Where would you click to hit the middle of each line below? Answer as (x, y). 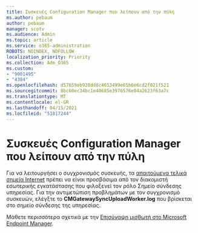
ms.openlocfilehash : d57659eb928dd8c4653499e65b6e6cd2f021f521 (88, 86)
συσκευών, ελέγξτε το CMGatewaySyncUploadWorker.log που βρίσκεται (99, 199)
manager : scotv (25, 29)
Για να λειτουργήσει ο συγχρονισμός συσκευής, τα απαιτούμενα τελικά (97, 173)
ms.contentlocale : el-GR (38, 102)
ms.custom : (20, 68)
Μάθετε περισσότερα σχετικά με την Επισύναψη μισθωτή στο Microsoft (97, 217)
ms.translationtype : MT (36, 96)
